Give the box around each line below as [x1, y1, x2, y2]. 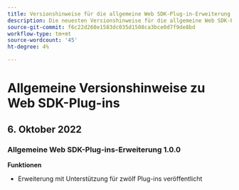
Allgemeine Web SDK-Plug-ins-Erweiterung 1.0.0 [7, 145, 181, 155]
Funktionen [7, 160, 42, 169]
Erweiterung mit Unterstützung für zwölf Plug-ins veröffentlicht [17, 174, 203, 183]
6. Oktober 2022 [7, 123, 82, 135]
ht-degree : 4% [7, 43, 50, 50]
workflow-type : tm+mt [7, 30, 72, 38]
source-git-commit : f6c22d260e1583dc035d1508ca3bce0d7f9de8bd [7, 23, 196, 30]
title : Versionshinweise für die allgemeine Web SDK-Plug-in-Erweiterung [7, 10, 231, 18]
